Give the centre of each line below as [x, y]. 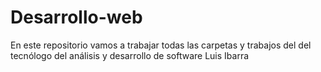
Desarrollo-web [76, 17]
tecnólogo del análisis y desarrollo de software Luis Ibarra [130, 55]
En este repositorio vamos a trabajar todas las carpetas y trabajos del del [161, 45]
